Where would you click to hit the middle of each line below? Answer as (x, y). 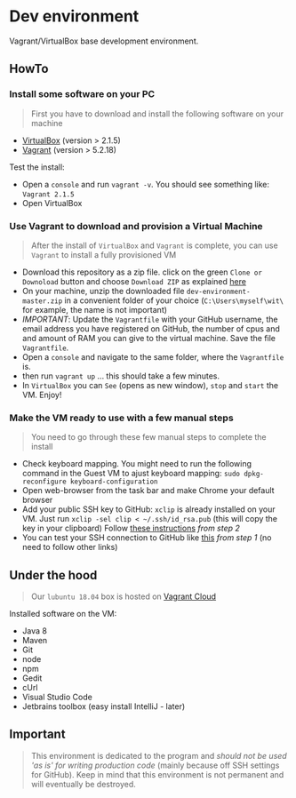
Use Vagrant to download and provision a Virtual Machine (136, 226)
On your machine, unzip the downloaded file (103, 291)
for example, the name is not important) (94, 309)
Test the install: (37, 167)
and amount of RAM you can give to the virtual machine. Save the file (149, 338)
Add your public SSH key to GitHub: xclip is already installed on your (148, 509)
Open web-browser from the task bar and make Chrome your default (148, 491)
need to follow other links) (70, 547)
